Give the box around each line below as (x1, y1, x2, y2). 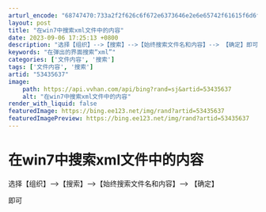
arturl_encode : (8, 11, 59, 20)
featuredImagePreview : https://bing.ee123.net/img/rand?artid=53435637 (8, 115, 249, 123)
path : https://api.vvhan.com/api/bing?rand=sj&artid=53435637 (22, 85, 232, 93)
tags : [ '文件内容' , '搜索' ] (8, 63, 93, 71)
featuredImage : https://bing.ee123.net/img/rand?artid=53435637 (8, 108, 225, 115)
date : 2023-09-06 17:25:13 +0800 (8, 33, 119, 42)
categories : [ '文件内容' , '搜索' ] (8, 56, 115, 64)
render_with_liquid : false (8, 100, 97, 108)
